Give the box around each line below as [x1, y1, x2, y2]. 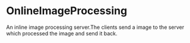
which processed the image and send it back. [6, 29, 118, 37]
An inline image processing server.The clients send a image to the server [6, 24, 185, 31]
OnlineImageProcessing [6, 4, 128, 18]
